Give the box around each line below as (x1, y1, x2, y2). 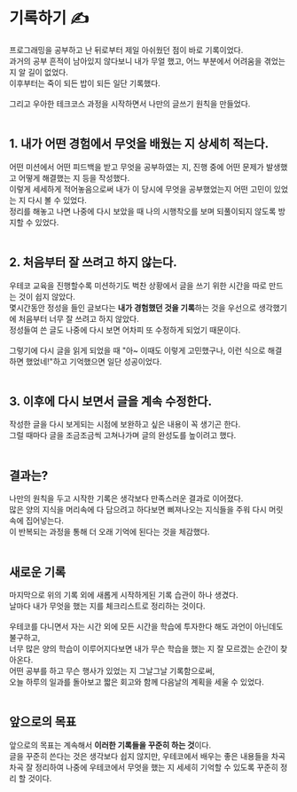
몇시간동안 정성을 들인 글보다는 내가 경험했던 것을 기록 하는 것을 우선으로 (9, 302, 257, 313)
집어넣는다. (25, 515, 65, 526)
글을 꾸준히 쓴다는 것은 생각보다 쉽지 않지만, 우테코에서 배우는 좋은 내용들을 (9, 750, 270, 761)
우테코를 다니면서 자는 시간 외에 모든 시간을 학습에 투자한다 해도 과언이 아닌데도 (9, 622, 284, 631)
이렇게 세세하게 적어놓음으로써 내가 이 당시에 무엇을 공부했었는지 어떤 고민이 (9, 184, 272, 194)
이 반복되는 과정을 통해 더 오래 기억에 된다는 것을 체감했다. (9, 527, 210, 537)
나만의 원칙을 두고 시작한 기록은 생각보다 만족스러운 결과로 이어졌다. (9, 493, 244, 504)
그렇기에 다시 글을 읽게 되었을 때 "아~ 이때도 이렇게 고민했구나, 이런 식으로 (9, 345, 266, 356)
